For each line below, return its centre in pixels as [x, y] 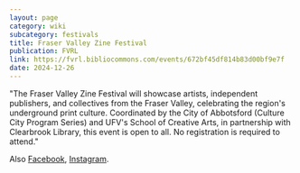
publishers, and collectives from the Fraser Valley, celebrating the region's [148, 103]
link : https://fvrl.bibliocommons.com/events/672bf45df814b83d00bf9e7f [147, 59]
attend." [24, 141]
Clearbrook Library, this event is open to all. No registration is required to [145, 132]
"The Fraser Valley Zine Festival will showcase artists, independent [134, 93]
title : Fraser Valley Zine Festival [78, 43]
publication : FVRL [44, 51]
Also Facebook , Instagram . [59, 159]
